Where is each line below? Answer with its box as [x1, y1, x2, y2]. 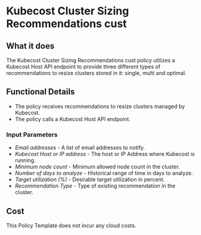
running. [14, 157, 36, 164]
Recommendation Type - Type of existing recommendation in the [14, 182, 176, 189]
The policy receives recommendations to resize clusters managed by [14, 103, 185, 110]
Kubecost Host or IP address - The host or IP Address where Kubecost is [14, 150, 195, 158]
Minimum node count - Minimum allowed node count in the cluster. [14, 163, 180, 170]
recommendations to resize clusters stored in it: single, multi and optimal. [6, 70, 187, 76]
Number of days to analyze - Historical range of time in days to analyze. [14, 170, 193, 177]
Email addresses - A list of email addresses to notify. [14, 144, 145, 151]
